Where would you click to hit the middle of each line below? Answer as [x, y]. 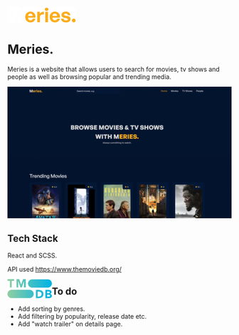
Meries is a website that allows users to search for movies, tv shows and [114, 69]
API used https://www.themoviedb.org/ [65, 270]
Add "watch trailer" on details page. [70, 324]
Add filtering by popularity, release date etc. [82, 316]
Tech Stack [33, 238]
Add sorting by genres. [51, 309]
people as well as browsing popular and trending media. [90, 76]
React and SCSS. [32, 255]
